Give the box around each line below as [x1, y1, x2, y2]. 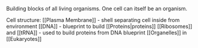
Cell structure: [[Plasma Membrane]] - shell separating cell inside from [6, 17, 180, 23]
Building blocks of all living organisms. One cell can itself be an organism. [6, 5, 187, 12]
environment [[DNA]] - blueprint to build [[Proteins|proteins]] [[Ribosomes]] [6, 23, 193, 30]
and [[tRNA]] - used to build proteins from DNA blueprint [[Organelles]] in [6, 29, 187, 36]
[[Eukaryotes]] [6, 36, 42, 42]
